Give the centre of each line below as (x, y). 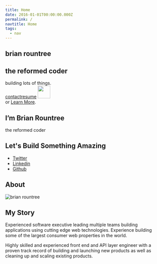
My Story (20, 213)
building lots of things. (28, 83)
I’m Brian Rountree (35, 118)
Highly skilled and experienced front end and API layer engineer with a (78, 245)
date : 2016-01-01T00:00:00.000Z (39, 15)
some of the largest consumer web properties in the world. (66, 236)
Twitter (20, 158)
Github (19, 169)
